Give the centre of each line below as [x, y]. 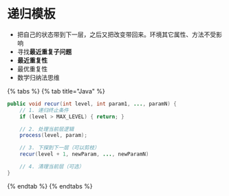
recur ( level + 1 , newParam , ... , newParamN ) [84, 154]
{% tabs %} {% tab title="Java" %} [56, 91]
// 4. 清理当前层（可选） [52, 167]
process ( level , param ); [54, 135]
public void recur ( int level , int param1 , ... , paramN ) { [92, 104]
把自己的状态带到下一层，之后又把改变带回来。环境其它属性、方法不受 [117, 34]
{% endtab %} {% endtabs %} [50, 186]
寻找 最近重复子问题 [44, 52]
